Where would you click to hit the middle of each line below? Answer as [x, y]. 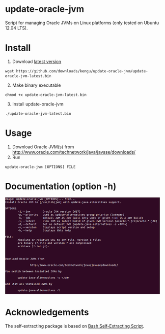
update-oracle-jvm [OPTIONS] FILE [41, 167]
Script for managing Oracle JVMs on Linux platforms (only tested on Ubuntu [82, 23]
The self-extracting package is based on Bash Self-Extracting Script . [75, 326]
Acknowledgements [47, 312]
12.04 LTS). [16, 28]
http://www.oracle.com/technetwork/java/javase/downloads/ [74, 152]
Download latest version [37, 61]
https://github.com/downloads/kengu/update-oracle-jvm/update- [82, 71]
